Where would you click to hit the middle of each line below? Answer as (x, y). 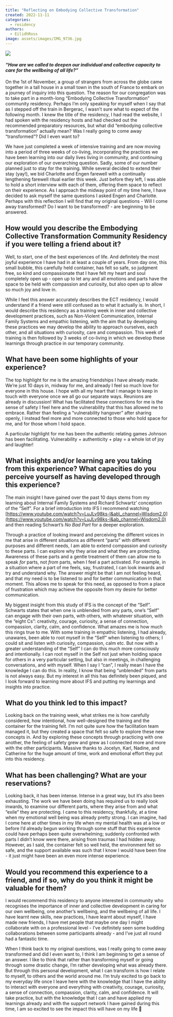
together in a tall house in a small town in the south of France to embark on (85, 87)
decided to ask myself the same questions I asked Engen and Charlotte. (82, 196)
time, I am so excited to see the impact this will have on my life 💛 (74, 1009)
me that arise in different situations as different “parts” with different (78, 540)
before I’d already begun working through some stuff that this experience (83, 829)
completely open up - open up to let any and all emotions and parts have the (86, 278)
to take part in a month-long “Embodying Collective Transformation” (77, 98)
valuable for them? (36, 888)
